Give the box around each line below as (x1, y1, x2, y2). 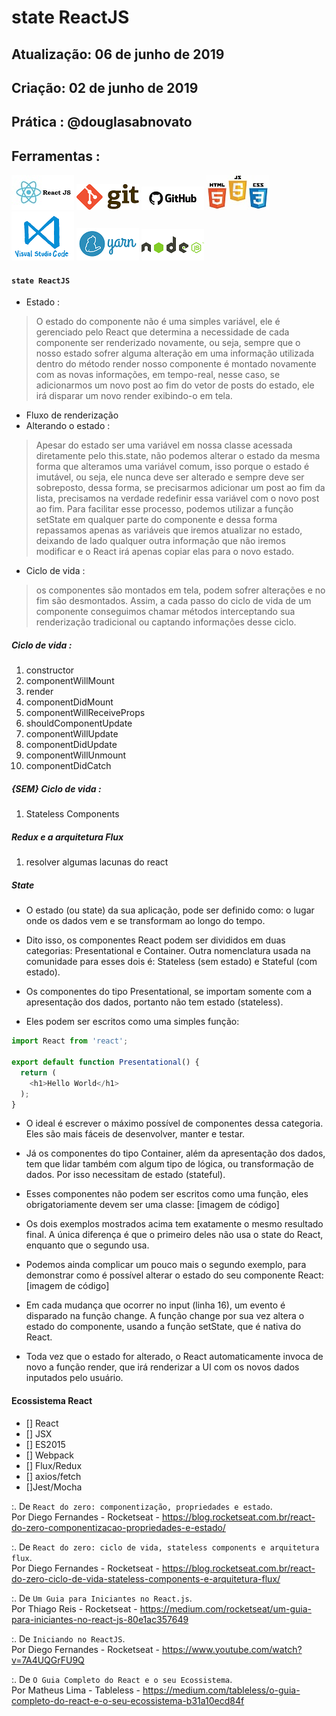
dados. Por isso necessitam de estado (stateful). (25, 1169, 226, 1181)
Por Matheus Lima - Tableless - (11, 1684, 141, 1696)
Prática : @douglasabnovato (11, 114, 193, 131)
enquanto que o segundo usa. (25, 1239, 150, 1251)
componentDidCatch (25, 760, 112, 772)
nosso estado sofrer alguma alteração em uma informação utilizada (35, 347, 315, 360)
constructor (25, 664, 75, 676)
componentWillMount (25, 675, 115, 687)
